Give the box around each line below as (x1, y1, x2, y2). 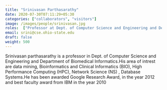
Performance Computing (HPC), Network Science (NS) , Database (5, 69, 141, 75)
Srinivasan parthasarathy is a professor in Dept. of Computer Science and (5, 53, 157, 59)
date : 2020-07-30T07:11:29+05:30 (5, 12, 75, 17)
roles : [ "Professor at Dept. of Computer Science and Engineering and (5, 26, 157, 31)
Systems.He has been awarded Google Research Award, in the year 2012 (5, 74, 155, 80)
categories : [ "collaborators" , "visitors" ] (5, 16, 97, 21)
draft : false (5, 35, 32, 40)
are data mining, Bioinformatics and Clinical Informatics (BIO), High (5, 63, 142, 69)
